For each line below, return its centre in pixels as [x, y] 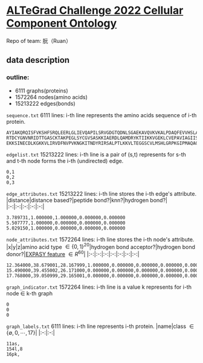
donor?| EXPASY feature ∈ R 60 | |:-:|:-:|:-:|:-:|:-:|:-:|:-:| [73, 253]
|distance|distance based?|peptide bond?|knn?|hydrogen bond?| [87, 200]
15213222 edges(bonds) [45, 103]
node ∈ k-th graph [30, 293]
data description [38, 60]
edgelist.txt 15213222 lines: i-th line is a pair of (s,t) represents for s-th [96, 154]
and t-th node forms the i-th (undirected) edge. [65, 161]
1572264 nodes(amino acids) [51, 97]
